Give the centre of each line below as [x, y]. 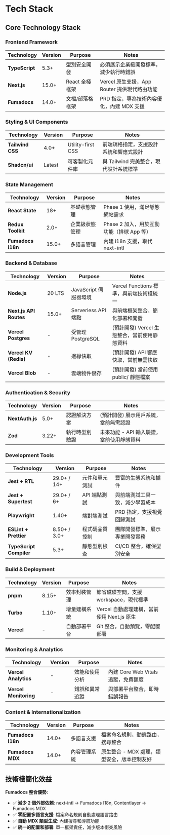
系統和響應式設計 [123, 152]
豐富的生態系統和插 [138, 478]
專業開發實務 [130, 537]
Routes [16, 317]
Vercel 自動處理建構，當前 [127, 609]
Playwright [21, 516]
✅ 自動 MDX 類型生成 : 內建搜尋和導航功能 [56, 821]
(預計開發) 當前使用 [135, 369]
